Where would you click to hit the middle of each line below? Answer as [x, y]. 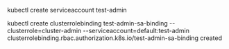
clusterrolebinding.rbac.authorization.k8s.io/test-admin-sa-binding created [114, 38]
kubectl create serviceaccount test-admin [67, 10]
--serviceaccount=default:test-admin [136, 31]
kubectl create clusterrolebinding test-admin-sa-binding [87, 23]
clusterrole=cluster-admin [44, 31]
